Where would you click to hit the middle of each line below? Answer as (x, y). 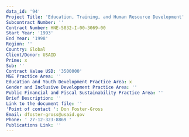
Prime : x (17, 60)
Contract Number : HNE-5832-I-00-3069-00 (56, 28)
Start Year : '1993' (30, 33)
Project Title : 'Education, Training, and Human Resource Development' (95, 17)
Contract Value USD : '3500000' (44, 71)
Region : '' (19, 44)
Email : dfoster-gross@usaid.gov (45, 114)
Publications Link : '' (34, 125)
